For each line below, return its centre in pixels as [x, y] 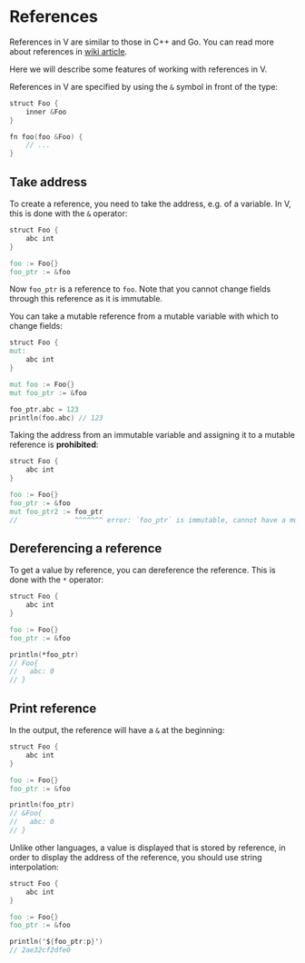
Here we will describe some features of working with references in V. [138, 69]
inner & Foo [46, 112]
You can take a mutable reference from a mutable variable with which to [144, 316]
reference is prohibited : [54, 445]
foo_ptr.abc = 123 [44, 409]
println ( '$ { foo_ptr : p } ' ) [56, 942]
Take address [49, 182]
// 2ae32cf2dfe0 [40, 950]
